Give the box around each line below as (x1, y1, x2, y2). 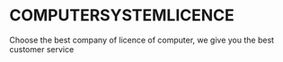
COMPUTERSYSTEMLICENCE (9, 5, 235, 26)
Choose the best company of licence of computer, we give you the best (9, 35, 275, 45)
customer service (9, 43, 75, 54)
